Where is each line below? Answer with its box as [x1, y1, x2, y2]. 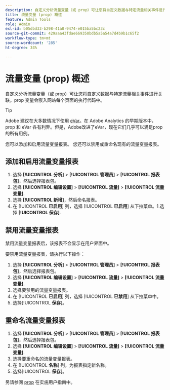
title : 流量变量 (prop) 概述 [5, 12, 62, 17]
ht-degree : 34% [5, 45, 37, 50]
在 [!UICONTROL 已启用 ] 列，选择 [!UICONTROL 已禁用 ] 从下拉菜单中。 [12, 293, 161, 299]
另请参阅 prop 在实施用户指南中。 [5, 379, 75, 385]
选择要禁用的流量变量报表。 [12, 287, 71, 293]
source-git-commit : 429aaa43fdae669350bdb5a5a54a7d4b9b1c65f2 [5, 31, 139, 36]
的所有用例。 [5, 130, 32, 136]
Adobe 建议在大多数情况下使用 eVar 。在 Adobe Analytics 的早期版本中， [5, 118, 156, 124]
